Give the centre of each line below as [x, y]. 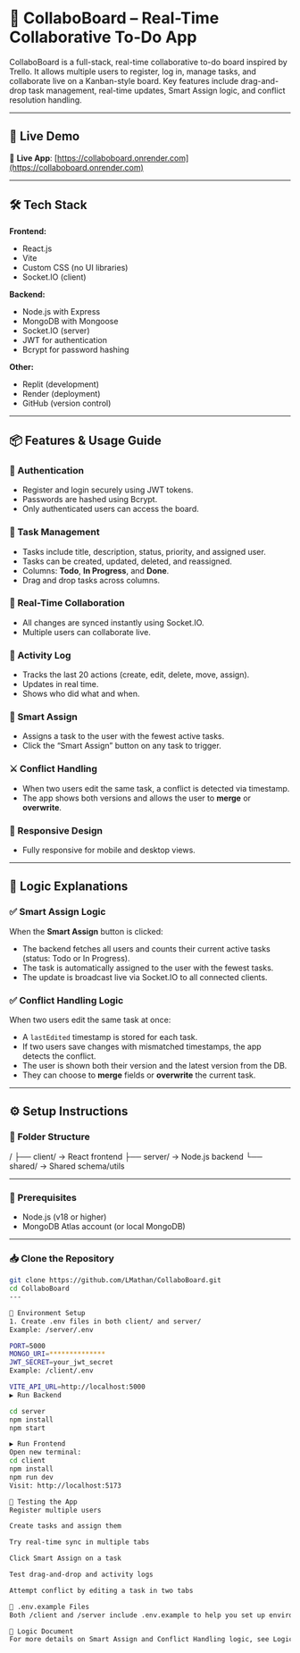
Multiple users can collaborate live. [87, 632]
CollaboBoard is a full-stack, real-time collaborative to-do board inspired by [148, 62]
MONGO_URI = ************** [57, 1354]
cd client [28, 1461]
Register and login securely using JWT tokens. [108, 490]
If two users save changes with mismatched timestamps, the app [142, 1047]
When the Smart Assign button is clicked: [86, 931]
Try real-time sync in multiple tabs [79, 1542]
